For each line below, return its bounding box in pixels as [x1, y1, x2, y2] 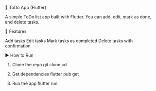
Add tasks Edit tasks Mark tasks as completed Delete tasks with [5, 38, 133, 44]
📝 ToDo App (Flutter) [5, 5, 47, 10]
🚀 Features [5, 29, 27, 34]
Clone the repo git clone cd [12, 62, 67, 67]
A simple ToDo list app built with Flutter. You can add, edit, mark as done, [5, 14, 152, 19]
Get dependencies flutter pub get [12, 71, 79, 77]
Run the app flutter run [12, 80, 58, 86]
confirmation [5, 43, 31, 48]
